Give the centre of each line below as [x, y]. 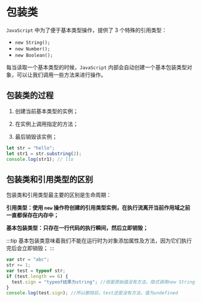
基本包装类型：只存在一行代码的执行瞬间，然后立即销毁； [77, 228]
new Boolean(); [34, 55]
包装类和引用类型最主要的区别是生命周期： [59, 195]
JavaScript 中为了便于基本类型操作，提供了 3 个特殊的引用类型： [87, 30]
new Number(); [32, 49]
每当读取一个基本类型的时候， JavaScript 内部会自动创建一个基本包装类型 [97, 67]
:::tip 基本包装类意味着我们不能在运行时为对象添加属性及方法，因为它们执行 [99, 241]
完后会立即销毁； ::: [31, 248]
